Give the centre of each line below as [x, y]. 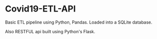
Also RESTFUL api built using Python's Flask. [50, 31]
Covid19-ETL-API [40, 9]
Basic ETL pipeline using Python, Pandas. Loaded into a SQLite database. [79, 22]
